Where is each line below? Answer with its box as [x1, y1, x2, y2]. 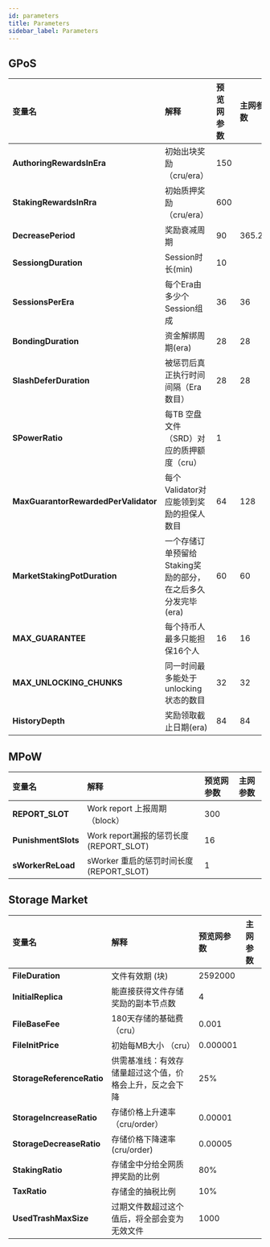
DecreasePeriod [12, 230, 76, 242]
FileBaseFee [12, 1018, 60, 1029]
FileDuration [12, 970, 60, 981]
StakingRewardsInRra [12, 197, 97, 208]
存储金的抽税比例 [111, 1186, 176, 1197]
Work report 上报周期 [87, 803, 167, 814]
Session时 [164, 251, 203, 263]
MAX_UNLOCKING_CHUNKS [12, 677, 123, 689]
